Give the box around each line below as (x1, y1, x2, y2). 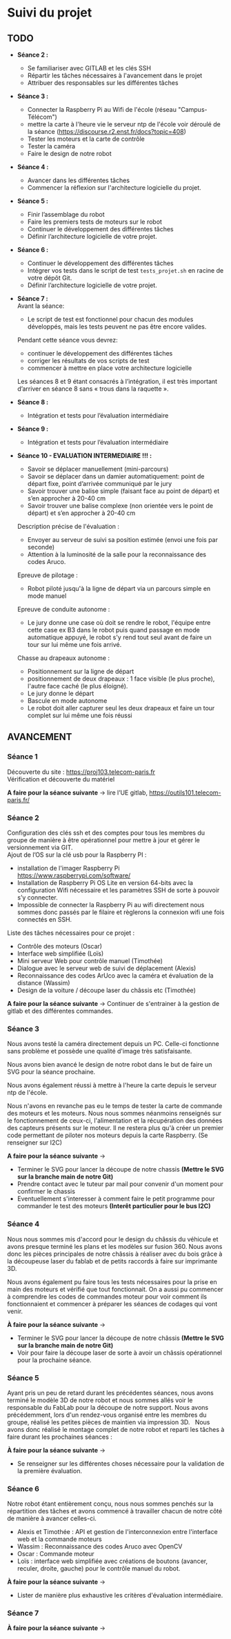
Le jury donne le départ (27, 689, 94, 697)
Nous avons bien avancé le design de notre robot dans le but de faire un (7, 1060, 212, 1069)
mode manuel (27, 592, 67, 600)
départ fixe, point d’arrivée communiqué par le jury (27, 480, 172, 487)
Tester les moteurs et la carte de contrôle (27, 135, 145, 143)
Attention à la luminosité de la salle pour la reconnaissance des (27, 550, 207, 559)
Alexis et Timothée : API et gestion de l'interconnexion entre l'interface (17, 1528, 219, 1536)
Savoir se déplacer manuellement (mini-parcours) (27, 465, 169, 473)
